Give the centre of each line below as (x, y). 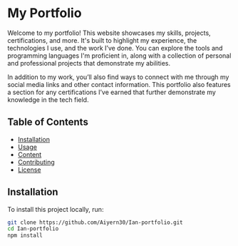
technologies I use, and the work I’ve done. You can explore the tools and (115, 48)
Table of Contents (48, 122)
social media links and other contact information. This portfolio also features (119, 84)
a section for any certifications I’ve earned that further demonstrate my (112, 92)
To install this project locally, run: (56, 209)
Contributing (36, 162)
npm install (25, 236)
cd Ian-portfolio (33, 229)
